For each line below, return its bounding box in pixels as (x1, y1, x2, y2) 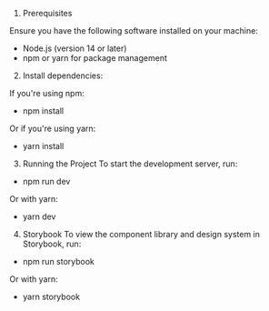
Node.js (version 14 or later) (22, 43, 127, 54)
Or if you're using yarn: (9, 123, 96, 134)
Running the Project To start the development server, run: (22, 158, 238, 169)
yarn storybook (22, 291, 80, 302)
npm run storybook (22, 256, 95, 266)
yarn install (22, 141, 65, 151)
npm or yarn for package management (22, 53, 168, 63)
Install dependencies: (22, 70, 104, 81)
